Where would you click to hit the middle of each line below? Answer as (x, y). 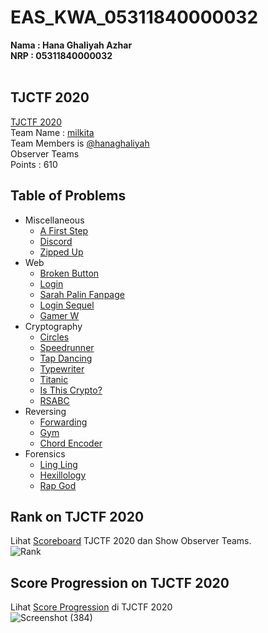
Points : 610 (34, 164)
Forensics (45, 453)
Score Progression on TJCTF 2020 (120, 582)
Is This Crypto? (71, 390)
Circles (54, 337)
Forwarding (63, 422)
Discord (56, 241)
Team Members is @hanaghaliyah (80, 143)
